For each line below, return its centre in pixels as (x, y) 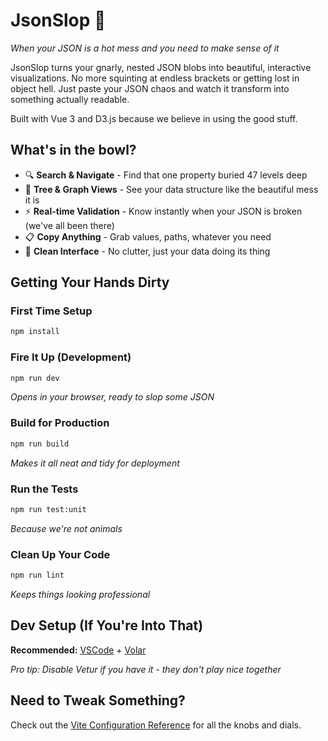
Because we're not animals (66, 528)
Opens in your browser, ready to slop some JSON (112, 397)
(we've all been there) (69, 225)
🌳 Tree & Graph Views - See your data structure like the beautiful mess (171, 189)
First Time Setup (51, 311)
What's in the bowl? (73, 150)
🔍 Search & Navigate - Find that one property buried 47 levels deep (166, 175)
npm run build (40, 444)
